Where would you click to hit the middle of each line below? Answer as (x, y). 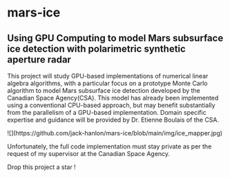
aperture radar (39, 59)
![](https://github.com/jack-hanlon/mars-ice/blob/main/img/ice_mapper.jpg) (115, 133)
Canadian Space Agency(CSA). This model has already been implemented (113, 98)
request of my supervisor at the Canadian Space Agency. (89, 154)
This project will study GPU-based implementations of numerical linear (108, 76)
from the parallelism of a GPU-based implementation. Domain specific (107, 112)
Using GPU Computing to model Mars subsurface (115, 38)
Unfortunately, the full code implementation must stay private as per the (109, 146)
